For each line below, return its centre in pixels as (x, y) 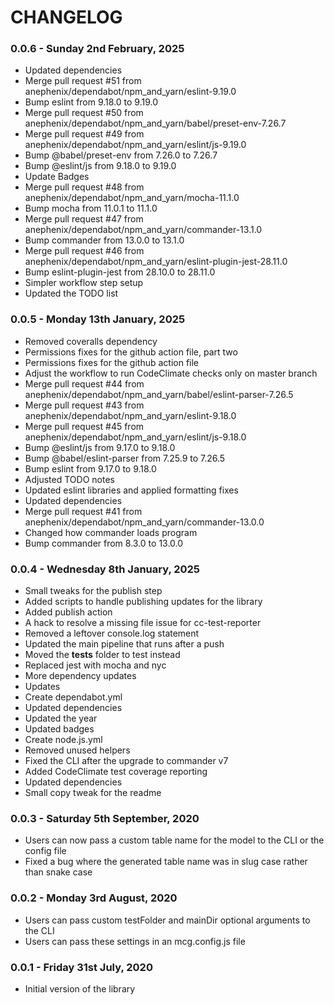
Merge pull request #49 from (84, 134)
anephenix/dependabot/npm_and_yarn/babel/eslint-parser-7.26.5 (159, 394)
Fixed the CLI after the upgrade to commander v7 (126, 761)
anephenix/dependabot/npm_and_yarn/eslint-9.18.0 (130, 415)
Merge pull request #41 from (83, 511)
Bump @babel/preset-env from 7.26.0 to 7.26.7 (121, 155)
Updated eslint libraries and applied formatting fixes (131, 490)
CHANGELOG (66, 17)
